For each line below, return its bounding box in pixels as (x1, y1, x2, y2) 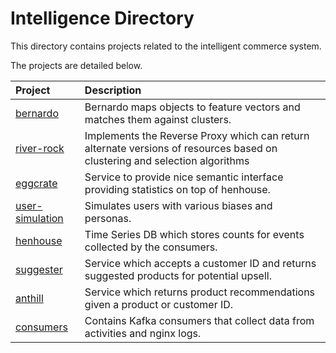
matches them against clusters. (84, 112, 232, 126)
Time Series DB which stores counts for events (84, 227, 305, 241)
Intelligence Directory (10, 7, 195, 30)
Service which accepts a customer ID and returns (84, 256, 317, 270)
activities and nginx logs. (84, 326, 202, 340)
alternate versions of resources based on (84, 141, 278, 155)
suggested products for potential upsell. (84, 268, 272, 282)
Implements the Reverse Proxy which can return (84, 128, 310, 142)
